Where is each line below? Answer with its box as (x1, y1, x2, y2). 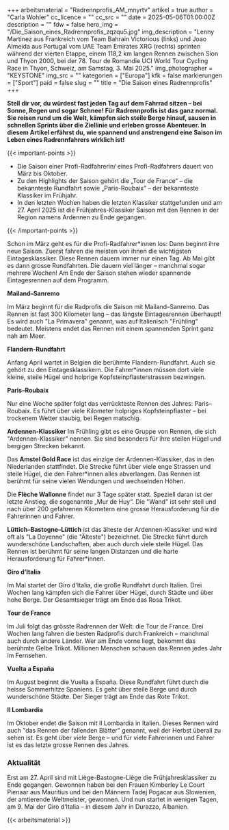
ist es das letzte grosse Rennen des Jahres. (7, 741, 130, 749)
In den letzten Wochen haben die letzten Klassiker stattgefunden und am (16, 199, 222, 206)
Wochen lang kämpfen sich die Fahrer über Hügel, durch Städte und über (7, 589, 214, 596)
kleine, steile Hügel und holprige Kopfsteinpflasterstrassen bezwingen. (7, 373, 206, 381)
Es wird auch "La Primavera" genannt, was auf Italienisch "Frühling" (7, 317, 198, 325)
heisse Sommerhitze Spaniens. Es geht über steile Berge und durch (7, 685, 197, 693)
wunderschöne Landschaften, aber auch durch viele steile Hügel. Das (7, 540, 204, 548)
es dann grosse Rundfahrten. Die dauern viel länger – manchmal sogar (7, 262, 206, 269)
